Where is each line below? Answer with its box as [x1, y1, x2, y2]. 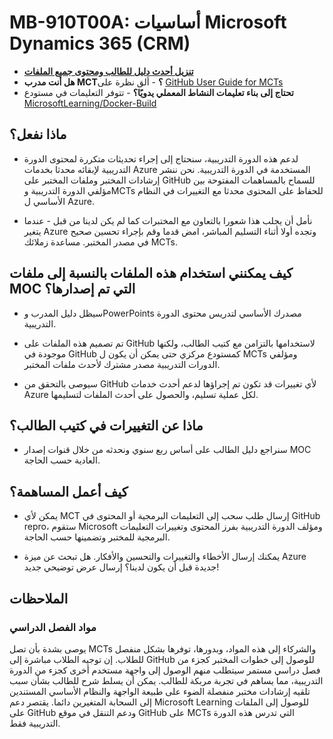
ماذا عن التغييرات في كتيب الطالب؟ [9, 417, 204, 434]
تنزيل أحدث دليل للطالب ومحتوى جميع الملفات [23, 65, 194, 77]
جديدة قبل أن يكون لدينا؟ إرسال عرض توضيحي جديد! [23, 561, 220, 573]
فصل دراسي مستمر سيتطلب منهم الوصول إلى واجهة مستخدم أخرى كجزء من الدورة [9, 664, 321, 676]
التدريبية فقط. [9, 717, 61, 729]
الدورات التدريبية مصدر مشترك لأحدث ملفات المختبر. [23, 358, 221, 370]
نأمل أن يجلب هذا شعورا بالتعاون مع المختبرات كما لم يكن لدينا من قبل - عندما [23, 214, 313, 226]
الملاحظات [9, 590, 69, 607]
